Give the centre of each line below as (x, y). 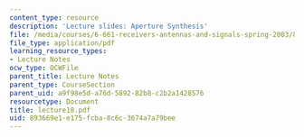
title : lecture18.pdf (50, 110)
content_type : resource (54, 18)
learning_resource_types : (58, 51)
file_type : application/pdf (62, 43)
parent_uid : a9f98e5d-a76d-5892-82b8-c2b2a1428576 (107, 93)
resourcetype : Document (54, 101)
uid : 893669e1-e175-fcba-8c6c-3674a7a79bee (93, 118)
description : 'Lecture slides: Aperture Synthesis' (109, 26)
